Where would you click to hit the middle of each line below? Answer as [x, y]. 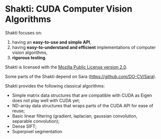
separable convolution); [36, 121]
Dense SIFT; [24, 126]
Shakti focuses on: [24, 33]
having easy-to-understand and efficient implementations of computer [84, 47]
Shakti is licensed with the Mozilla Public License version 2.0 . [66, 67]
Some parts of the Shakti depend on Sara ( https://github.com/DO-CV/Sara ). [81, 76]
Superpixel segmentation [37, 131]
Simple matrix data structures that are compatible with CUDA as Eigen [82, 95]
